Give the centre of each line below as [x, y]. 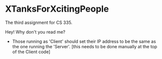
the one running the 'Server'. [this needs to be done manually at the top [85, 46]
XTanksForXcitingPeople [57, 9]
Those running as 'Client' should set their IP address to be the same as [84, 41]
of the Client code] [31, 52]
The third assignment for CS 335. [39, 22]
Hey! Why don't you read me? [35, 32]
